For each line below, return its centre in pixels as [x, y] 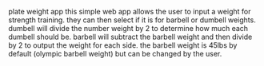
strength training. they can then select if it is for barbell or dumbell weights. [132, 20]
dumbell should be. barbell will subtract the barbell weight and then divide [130, 37]
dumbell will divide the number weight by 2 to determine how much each [128, 28]
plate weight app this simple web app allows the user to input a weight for [130, 12]
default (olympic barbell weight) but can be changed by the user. [115, 54]
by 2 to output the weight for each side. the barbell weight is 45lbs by [123, 45]
